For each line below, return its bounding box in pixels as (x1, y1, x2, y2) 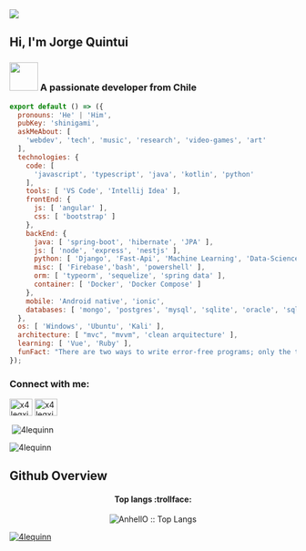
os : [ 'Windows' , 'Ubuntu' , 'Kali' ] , (17, 322, 166, 332)
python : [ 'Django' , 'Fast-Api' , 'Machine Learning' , (33, 254, 243, 263)
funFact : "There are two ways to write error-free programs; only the (17, 348, 291, 357)
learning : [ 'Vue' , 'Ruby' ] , (17, 339, 132, 349)
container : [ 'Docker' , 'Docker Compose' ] (33, 280, 202, 290)
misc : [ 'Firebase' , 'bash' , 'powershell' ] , (33, 263, 206, 272)
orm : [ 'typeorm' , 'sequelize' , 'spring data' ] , (33, 271, 226, 281)
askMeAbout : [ (17, 128, 71, 137)
